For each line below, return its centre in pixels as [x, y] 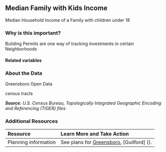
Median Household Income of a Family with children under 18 [68, 20]
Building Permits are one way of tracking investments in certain [70, 44]
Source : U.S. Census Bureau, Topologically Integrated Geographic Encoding [83, 103]
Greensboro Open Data [29, 84]
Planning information [32, 142]
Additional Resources [31, 121]
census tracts [19, 93]
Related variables [24, 60]
